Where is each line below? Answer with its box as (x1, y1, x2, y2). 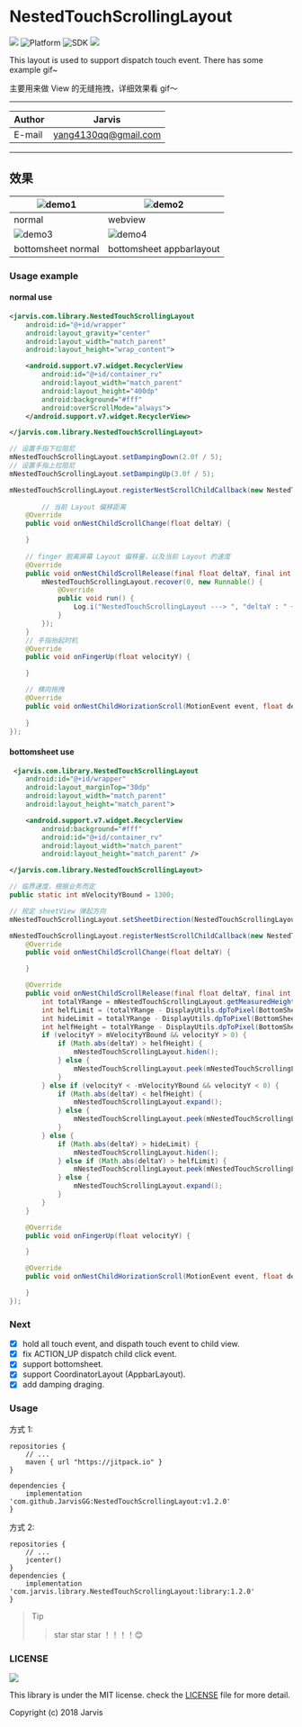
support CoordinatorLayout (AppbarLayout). (22, 1369, 186, 1379)
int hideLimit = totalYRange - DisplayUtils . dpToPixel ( (41, 1014, 255, 1023)
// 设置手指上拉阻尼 (9, 461, 75, 470)
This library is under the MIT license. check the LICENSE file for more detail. (9, 1690, 290, 1701)
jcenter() (25, 1555, 63, 1564)
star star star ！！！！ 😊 (53, 1629, 144, 1640)
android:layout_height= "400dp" (41, 386, 159, 395)
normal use (9, 292, 53, 303)
